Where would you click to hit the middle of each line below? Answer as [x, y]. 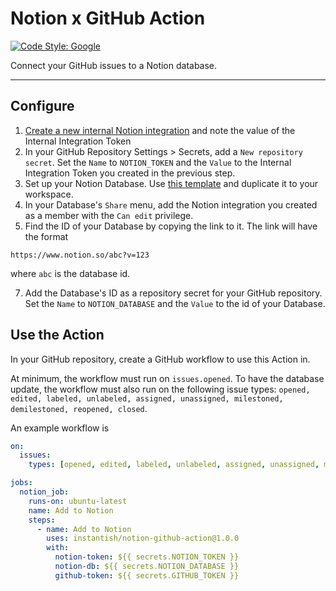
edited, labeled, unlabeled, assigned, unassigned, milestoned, [147, 398]
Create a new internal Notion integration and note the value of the [160, 130]
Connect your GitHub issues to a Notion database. [114, 65]
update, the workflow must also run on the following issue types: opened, [160, 389]
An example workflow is [60, 428]
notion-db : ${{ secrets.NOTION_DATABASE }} [147, 567]
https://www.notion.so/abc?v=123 [80, 255]
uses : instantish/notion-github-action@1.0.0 [143, 538]
